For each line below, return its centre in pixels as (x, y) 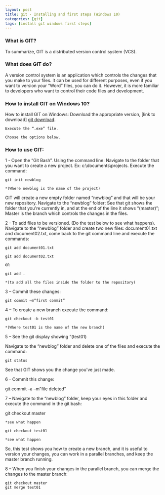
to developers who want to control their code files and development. (75, 91)
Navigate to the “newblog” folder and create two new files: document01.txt (81, 228)
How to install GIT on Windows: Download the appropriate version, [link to (80, 115)
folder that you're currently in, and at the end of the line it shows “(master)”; (82, 208)
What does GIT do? (28, 64)
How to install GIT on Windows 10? (47, 103)
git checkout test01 (26, 431)
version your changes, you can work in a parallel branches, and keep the (79, 454)
